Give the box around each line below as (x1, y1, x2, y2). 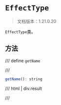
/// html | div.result (5, 85, 42, 91)
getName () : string (5, 77, 42, 82)
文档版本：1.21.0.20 (17, 18, 57, 24)
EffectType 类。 (5, 28, 36, 35)
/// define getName (5, 58, 41, 63)
